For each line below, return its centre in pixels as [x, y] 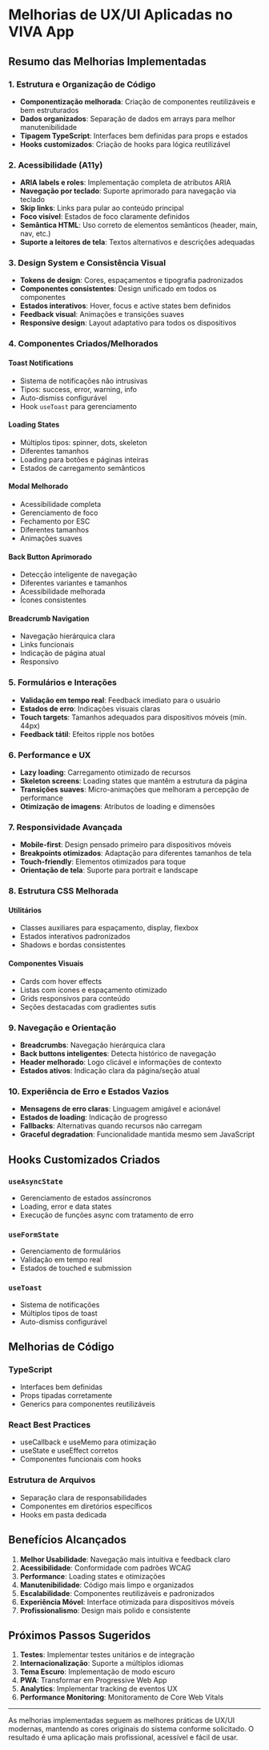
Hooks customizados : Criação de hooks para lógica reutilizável [125, 144]
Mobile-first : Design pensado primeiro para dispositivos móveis [126, 845]
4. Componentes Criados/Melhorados [83, 344]
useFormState [34, 1234]
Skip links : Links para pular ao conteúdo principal [102, 208]
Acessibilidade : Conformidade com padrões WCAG [105, 1568]
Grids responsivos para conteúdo [75, 998]
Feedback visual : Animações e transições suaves [102, 314]
